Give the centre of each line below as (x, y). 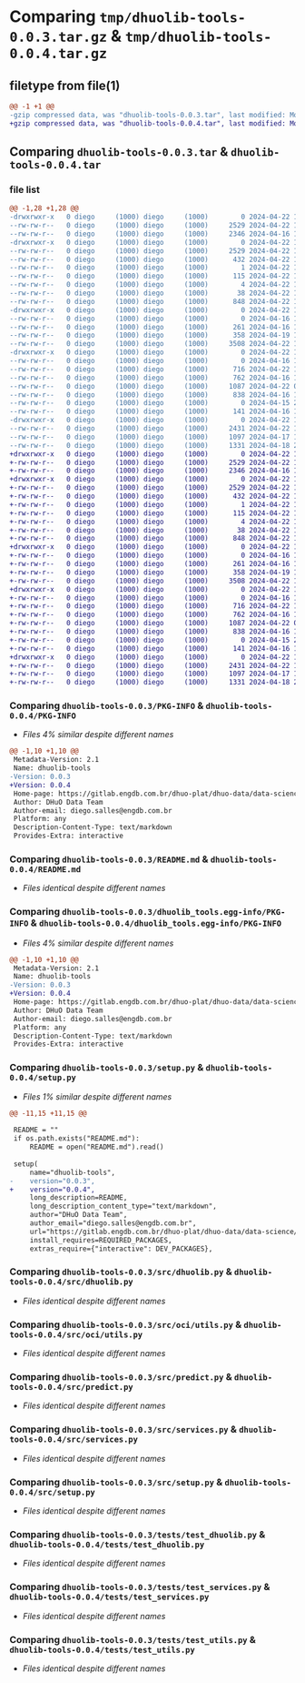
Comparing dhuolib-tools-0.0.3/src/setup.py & (116, 1482)
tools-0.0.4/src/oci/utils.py (76, 1334)
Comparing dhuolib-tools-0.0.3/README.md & (109, 859)
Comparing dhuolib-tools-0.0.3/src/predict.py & (121, 1377)
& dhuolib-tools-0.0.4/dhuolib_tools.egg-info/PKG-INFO (156, 923)
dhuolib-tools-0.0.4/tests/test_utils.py (102, 1650)
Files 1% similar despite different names (97, 1096)
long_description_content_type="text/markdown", (123, 1206)
